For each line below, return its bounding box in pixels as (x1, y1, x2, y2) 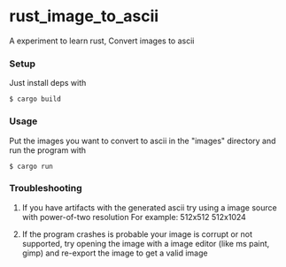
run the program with (9, 144, 87, 156)
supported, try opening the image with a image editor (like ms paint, (21, 238, 270, 248)
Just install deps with (9, 78, 87, 88)
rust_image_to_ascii (9, 6, 159, 27)
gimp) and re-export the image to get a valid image (21, 248, 208, 258)
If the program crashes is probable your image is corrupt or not (21, 228, 252, 240)
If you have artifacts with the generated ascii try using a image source (21, 202, 277, 213)
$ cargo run (9, 162, 53, 171)
